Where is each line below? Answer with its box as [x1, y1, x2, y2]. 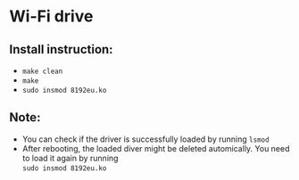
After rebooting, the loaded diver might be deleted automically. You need [21, 143, 290, 153]
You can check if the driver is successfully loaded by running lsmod [21, 134, 270, 144]
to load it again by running [21, 152, 119, 163]
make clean [21, 67, 63, 76]
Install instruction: [9, 42, 113, 57]
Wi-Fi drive [9, 6, 94, 27]
